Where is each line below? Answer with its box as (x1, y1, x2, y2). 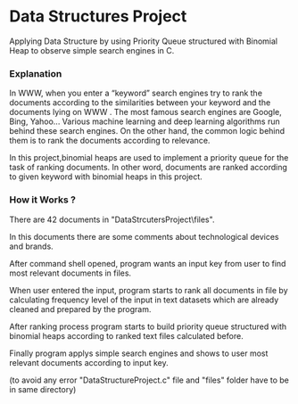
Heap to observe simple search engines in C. (9, 45, 175, 55)
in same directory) (9, 383, 77, 394)
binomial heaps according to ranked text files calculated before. (9, 330, 244, 341)
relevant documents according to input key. (9, 357, 170, 367)
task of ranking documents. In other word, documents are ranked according (9, 162, 288, 173)
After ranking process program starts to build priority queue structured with (9, 321, 287, 332)
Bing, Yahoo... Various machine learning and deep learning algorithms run (9, 116, 280, 127)
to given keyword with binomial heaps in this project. (9, 171, 203, 182)
